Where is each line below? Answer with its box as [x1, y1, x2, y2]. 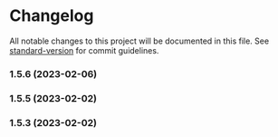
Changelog [9, 5, 94, 26]
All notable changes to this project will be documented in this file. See [9, 35, 270, 46]
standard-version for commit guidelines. [9, 44, 159, 55]
